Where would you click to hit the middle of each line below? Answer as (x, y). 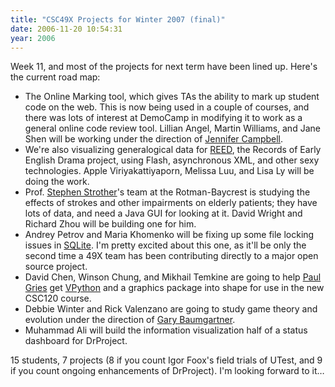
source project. (56, 267)
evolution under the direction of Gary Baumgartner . (130, 320)
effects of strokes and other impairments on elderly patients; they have (171, 203)
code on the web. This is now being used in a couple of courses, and (167, 107)
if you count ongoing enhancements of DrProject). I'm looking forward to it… (167, 371)
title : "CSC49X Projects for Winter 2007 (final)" (118, 19)
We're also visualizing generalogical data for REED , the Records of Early (173, 150)
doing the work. (57, 182)
